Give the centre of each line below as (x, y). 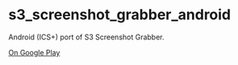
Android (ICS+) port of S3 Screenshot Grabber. (86, 37)
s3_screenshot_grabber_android (120, 15)
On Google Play (34, 52)
